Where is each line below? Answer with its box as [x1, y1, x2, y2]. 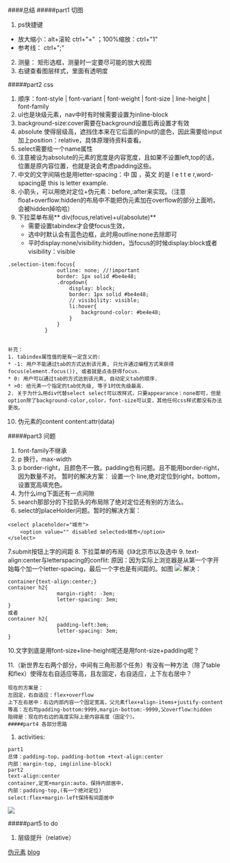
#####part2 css [8, 81, 54, 88]
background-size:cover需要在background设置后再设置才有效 [17, 119, 190, 127]
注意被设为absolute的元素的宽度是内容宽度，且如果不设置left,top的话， [17, 153, 218, 161]
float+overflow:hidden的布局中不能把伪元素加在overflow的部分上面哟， [17, 196, 219, 204]
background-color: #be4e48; [81, 309, 162, 316]
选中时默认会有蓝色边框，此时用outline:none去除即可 [27, 230, 177, 238]
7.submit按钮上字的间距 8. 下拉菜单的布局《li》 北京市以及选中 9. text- [8, 547, 200, 555]
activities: [17, 733, 45, 741]
